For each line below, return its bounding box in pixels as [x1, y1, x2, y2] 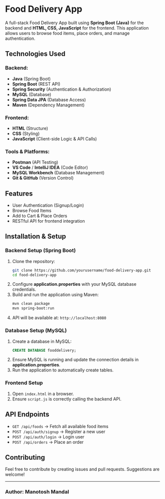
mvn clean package [12, 301, 50, 306]
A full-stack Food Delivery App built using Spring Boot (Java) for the [5, 20, 144, 26]
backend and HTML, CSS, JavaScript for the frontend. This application [5, 25, 149, 31]
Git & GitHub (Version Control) [12, 175, 74, 181]
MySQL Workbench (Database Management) [12, 170, 105, 176]
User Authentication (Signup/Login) [12, 202, 84, 208]
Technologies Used [5, 50, 65, 58]
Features [5, 189, 33, 198]
